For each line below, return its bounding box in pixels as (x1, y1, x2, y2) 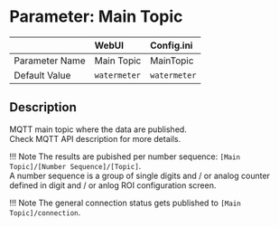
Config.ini (150, 39, 193, 52)
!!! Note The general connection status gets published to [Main (9, 197, 241, 208)
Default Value (14, 69, 71, 81)
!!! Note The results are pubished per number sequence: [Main (9, 151, 241, 162)
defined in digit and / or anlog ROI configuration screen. (9, 179, 217, 191)
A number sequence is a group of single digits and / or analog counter (9, 170, 271, 181)
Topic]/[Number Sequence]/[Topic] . (9, 160, 142, 171)
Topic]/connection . (9, 206, 81, 218)
